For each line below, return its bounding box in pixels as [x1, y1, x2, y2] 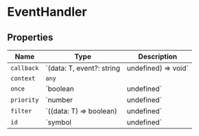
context [10, 75, 36, 82]
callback [10, 65, 39, 72]
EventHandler [7, 4, 87, 20]
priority [10, 96, 39, 104]
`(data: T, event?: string [45, 63, 120, 73]
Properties [7, 32, 54, 43]
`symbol [45, 117, 72, 127]
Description [138, 52, 178, 61]
